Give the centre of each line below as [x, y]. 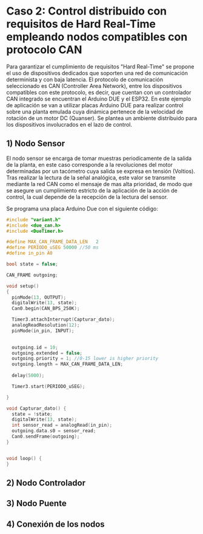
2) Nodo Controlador [46, 483]
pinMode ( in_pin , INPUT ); [43, 331]
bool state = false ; [32, 264]
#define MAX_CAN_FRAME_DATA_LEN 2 [52, 242]
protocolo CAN [44, 50]
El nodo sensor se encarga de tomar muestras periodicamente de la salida [99, 158]
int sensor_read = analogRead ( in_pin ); [62, 426]
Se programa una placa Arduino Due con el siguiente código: [82, 209]
